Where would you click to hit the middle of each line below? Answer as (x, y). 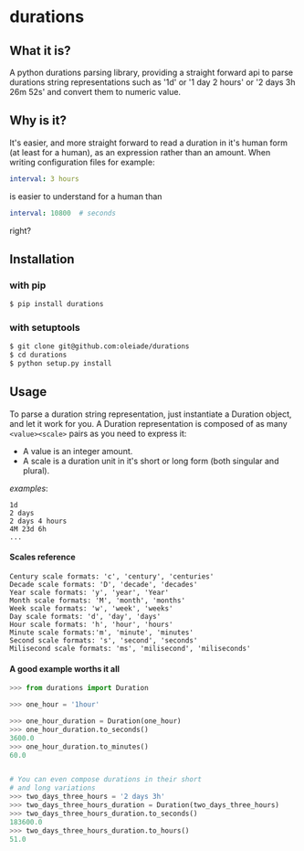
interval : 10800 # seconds (63, 213)
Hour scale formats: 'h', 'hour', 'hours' (91, 625)
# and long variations (52, 788)
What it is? (40, 51)
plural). (36, 470)
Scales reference (42, 557)
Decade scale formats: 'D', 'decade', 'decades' (104, 585)
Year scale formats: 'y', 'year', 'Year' (89, 593)
